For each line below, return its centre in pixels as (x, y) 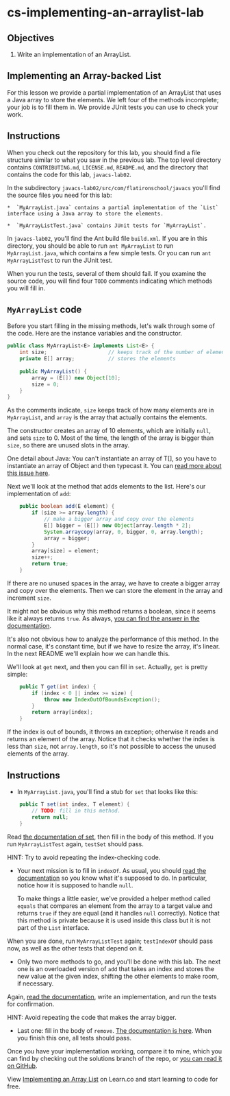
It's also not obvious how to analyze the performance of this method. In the (113, 639)
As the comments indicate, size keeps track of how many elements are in (111, 410)
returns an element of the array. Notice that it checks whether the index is (111, 739)
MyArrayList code (44, 310)
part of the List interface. (53, 927)
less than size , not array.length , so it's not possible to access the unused (112, 747)
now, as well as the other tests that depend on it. (75, 948)
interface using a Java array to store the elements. (86, 213)
